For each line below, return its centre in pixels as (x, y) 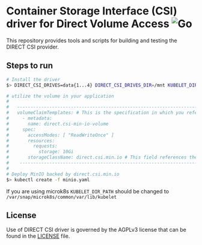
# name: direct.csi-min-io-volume (58, 124)
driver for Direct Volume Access (88, 24)
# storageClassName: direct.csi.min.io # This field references (96, 157)
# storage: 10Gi (40, 152)
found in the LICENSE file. (38, 236)
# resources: (31, 141)
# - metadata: (29, 118)
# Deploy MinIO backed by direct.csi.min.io (63, 174)
